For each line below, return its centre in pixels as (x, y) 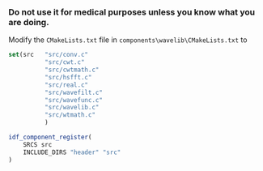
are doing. (29, 22)
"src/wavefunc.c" (74, 100)
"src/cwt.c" (64, 62)
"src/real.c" (66, 85)
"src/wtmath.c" (70, 115)
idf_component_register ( (50, 137)
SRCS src (38, 144)
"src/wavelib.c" (72, 108)
